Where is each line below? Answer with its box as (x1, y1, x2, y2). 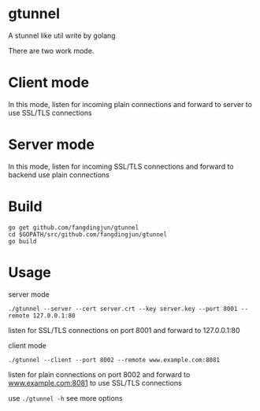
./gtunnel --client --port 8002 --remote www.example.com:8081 (8, 356, 221, 364)
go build (8, 237, 37, 245)
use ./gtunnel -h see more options (8, 393, 124, 402)
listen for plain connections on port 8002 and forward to (8, 369, 191, 379)
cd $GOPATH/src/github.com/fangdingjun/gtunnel (8, 230, 168, 239)
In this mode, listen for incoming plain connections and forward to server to (8, 99, 252, 109)
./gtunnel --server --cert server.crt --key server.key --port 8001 (8, 305, 238, 313)
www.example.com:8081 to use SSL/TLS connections (8, 378, 183, 387)
